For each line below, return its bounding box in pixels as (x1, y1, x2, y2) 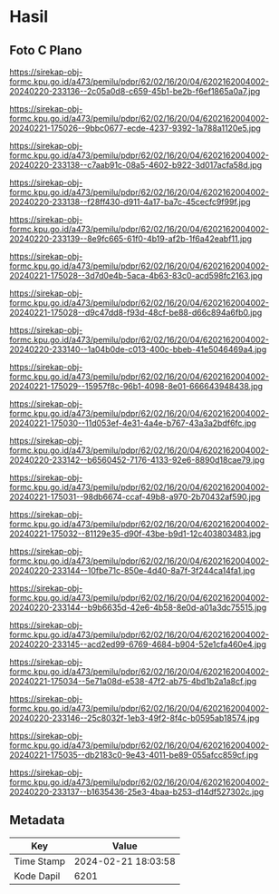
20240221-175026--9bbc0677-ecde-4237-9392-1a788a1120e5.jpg (9, 123, 261, 133)
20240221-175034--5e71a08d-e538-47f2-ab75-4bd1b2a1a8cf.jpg (9, 676, 257, 686)
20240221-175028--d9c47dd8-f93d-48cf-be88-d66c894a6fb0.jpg (9, 307, 263, 318)
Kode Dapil (14, 869, 61, 882)
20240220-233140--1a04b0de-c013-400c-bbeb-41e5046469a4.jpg (9, 344, 267, 355)
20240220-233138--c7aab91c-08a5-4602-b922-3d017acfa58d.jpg (9, 160, 263, 170)
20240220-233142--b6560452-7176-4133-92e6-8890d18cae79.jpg (9, 455, 265, 465)
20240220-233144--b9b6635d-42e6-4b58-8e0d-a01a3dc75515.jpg (9, 602, 267, 613)
